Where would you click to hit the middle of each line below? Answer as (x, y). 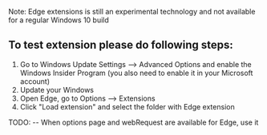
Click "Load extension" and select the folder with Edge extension (127, 106)
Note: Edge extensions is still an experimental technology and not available (132, 12)
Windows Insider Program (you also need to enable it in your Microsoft (136, 73)
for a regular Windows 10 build (59, 20)
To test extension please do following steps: (121, 45)
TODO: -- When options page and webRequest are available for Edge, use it (133, 122)
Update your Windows (57, 89)
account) (35, 81)
